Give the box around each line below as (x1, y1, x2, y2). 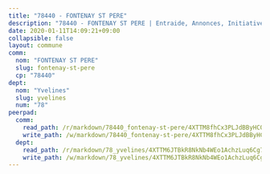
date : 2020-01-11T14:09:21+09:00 (8, 26, 121, 34)
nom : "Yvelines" (15, 86, 70, 95)
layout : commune (8, 42, 63, 50)
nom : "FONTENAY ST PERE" (15, 57, 99, 65)
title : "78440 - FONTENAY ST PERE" (8, 11, 128, 20)
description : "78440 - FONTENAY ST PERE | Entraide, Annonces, (8, 19, 225, 27)
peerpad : (8, 109, 38, 117)
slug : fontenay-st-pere (15, 64, 95, 72)
